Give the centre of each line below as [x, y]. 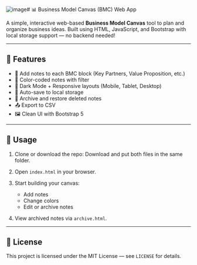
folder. [22, 160]
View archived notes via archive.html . [61, 218]
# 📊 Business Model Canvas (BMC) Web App [81, 9]
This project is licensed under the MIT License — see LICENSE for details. [94, 256]
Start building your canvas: [47, 183]
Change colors [41, 201]
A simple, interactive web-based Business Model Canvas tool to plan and [95, 23]
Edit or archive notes [48, 207]
